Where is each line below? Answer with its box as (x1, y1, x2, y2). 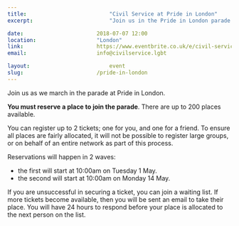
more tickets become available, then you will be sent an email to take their (7, 195, 224, 203)
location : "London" (7, 36, 122, 43)
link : (7, 43, 23, 50)
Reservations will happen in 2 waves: (7, 152, 116, 161)
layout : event (7, 63, 126, 70)
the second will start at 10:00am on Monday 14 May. (17, 173, 171, 182)
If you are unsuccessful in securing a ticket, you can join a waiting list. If (7, 188, 218, 196)
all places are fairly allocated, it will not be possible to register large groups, (7, 131, 229, 139)
